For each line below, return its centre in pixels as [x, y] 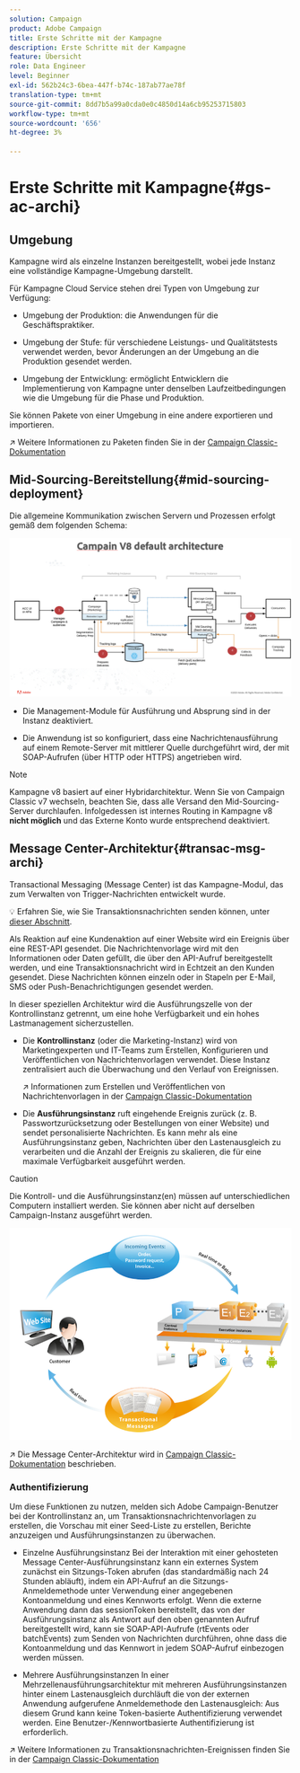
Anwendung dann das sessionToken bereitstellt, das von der [133, 1610]
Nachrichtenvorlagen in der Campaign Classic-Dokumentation [137, 1096]
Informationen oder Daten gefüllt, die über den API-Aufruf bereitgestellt [141, 957]
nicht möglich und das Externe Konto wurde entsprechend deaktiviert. [140, 820]
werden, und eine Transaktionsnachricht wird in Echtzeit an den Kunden [142, 967]
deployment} [47, 494]
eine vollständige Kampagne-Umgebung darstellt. [101, 271]
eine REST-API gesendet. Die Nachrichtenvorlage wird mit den [124, 948]
